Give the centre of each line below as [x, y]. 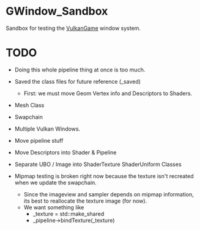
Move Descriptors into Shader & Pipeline [65, 152]
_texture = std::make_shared [69, 214]
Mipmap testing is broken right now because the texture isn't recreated [104, 176]
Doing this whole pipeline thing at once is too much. [80, 70]
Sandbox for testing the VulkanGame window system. [73, 28]
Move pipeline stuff [39, 140]
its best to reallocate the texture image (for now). [85, 201]
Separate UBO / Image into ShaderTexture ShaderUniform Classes [98, 164]
